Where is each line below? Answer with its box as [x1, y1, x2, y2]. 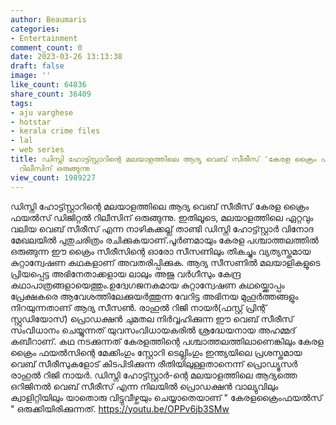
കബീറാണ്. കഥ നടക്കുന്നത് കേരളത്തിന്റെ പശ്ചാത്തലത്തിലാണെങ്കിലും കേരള [10, 335, 324, 347]
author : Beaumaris [10, 14, 87, 25]
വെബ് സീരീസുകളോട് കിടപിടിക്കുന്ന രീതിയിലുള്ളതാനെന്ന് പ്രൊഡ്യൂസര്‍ [10, 357, 298, 370]
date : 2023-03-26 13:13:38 [10, 52, 123, 62]
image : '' [10, 71, 52, 81]
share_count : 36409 [10, 89, 92, 99]
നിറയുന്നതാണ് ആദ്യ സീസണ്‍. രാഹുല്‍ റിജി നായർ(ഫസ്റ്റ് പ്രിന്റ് [10, 301, 267, 313]
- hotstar [10, 117, 52, 127]
